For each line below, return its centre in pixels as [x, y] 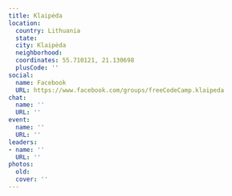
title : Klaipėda [35, 16]
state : [26, 38]
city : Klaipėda [41, 46]
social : [21, 75]
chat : [17, 98]
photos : [21, 165]
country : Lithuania [48, 30]
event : [19, 120]
